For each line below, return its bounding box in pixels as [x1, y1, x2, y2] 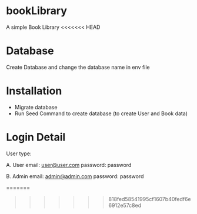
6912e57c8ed [108, 202, 142, 209]
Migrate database [14, 103, 58, 111]
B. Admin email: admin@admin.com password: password [6, 172, 144, 180]
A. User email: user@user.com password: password [6, 161, 132, 168]
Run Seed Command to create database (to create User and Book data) [14, 110, 188, 117]
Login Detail [6, 131, 66, 143]
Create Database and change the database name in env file [6, 63, 150, 71]
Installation [6, 84, 62, 98]
